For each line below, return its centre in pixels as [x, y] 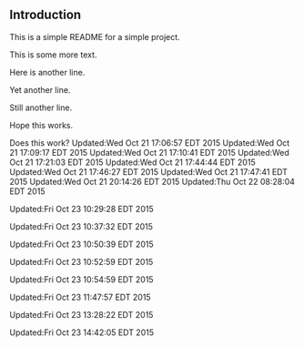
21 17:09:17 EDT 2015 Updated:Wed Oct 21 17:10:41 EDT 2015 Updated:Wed [149, 152]
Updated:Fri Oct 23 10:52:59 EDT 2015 [81, 261]
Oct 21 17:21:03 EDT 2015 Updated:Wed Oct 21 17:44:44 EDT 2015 [133, 162]
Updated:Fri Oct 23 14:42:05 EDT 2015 [82, 332]
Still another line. [41, 107]
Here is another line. [47, 72]
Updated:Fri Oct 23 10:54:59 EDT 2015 [81, 279]
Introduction [46, 15]
